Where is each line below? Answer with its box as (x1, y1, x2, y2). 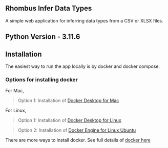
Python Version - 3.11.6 (5, 33, 80, 41)
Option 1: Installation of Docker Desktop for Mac (17, 97, 119, 104)
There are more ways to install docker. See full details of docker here (5, 137, 151, 143)
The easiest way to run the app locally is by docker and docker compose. (5, 63, 160, 69)
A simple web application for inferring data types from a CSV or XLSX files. (5, 17, 164, 23)
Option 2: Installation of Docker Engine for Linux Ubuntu (17, 127, 136, 133)
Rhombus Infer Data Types (5, 4, 92, 13)
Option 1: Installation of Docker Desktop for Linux (17, 117, 121, 124)
